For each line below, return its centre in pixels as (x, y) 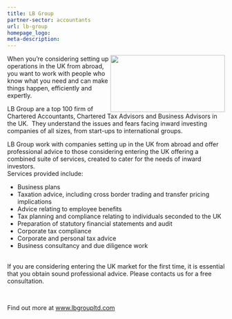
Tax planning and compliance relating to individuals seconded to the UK (119, 216)
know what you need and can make (58, 81)
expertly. (20, 96)
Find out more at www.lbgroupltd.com (61, 308)
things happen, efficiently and (49, 88)
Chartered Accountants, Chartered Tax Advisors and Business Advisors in (112, 116)
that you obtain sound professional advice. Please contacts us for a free (109, 274)
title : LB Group (30, 13)
